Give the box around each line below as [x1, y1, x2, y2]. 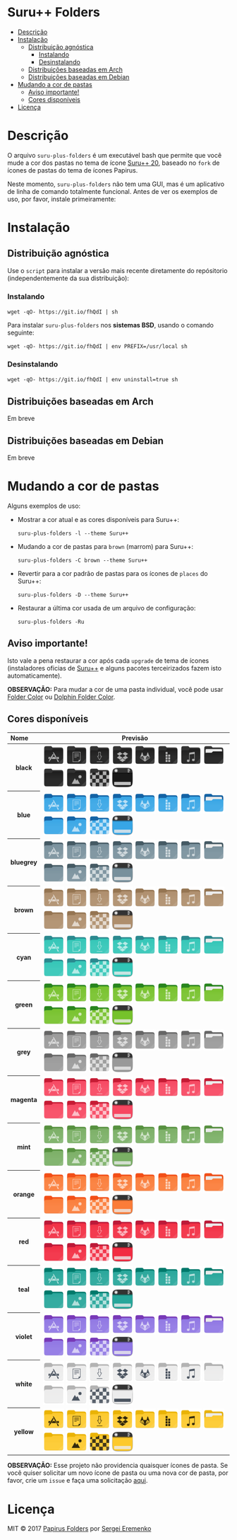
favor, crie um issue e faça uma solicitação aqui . [7, 1476, 148, 1485]
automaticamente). [7, 671, 62, 680]
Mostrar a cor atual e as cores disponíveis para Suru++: [17, 516, 180, 524]
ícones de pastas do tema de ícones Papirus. [7, 166, 138, 174]
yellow [13, 1427, 34, 1436]
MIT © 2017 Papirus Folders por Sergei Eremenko [7, 1524, 152, 1533]
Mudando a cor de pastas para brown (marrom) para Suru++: [17, 543, 194, 551]
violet [15, 1332, 33, 1341]
